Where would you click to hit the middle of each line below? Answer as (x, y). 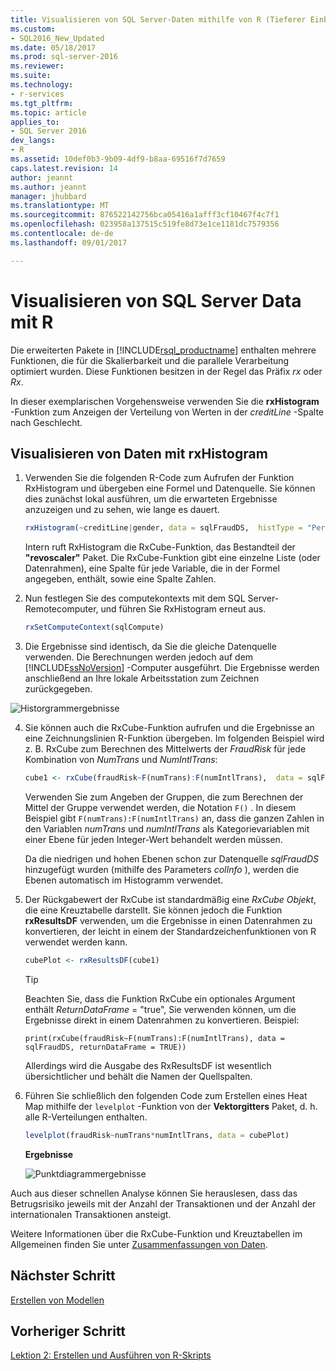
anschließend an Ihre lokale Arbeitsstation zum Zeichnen (142, 678)
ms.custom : (33, 29)
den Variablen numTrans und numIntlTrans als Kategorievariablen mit (167, 829)
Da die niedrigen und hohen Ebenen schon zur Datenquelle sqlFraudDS (172, 859)
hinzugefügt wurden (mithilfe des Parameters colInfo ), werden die (162, 869)
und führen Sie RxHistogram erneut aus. (183, 609)
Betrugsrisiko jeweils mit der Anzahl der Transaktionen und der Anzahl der (163, 1203)
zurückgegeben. (58, 689)
